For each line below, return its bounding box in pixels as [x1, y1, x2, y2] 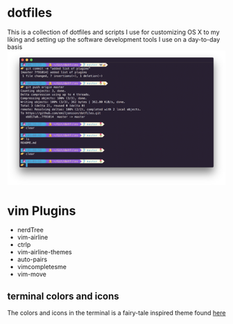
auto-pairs [17, 255, 47, 264]
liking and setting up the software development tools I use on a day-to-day [7, 35, 221, 43]
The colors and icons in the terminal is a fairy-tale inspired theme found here [7, 309, 226, 317]
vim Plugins [7, 203, 76, 218]
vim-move [17, 270, 46, 279]
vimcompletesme [17, 263, 67, 271]
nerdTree [17, 226, 44, 234]
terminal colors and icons [7, 290, 119, 302]
